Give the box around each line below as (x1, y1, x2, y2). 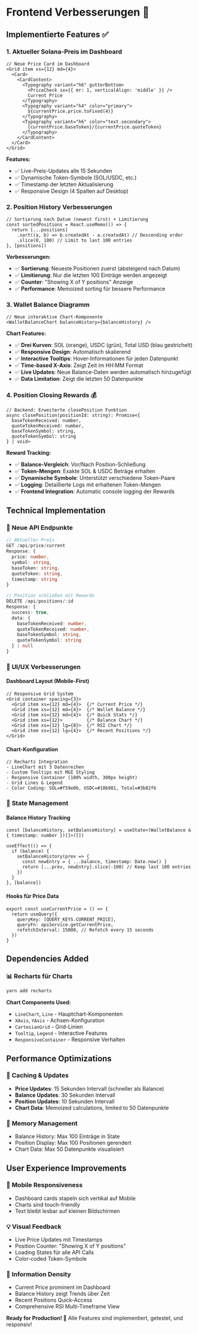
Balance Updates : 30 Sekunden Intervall (14, 1091, 115, 1099)
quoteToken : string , (11, 571, 63, 577)
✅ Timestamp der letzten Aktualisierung (14, 180, 114, 188)
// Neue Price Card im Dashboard (6, 61, 90, 67)
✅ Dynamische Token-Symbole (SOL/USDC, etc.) (14, 174, 137, 181)
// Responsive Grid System (6, 691, 74, 697)
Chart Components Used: (6, 999, 71, 1006)
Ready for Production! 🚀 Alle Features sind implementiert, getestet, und (6, 1315, 184, 1322)
